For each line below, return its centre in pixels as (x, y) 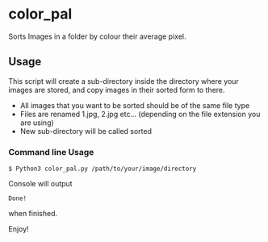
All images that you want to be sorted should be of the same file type (135, 105)
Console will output (40, 184)
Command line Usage (51, 152)
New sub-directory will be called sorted (86, 131)
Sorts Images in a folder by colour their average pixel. (97, 36)
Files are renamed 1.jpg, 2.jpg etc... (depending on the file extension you (140, 114)
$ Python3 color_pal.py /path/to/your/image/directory (103, 169)
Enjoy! (19, 229)
